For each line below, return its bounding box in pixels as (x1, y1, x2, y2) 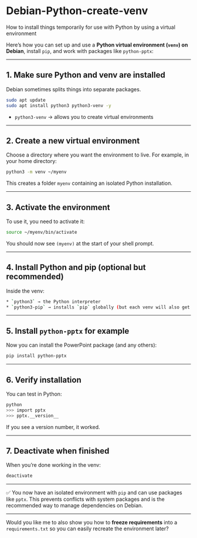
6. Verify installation (6, 375, 81, 385)
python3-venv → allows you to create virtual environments (14, 113, 154, 120)
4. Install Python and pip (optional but (6, 263, 146, 273)
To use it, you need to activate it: (6, 218, 85, 225)
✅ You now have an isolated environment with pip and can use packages (6, 489, 183, 496)
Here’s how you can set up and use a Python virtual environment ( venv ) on (6, 41, 188, 48)
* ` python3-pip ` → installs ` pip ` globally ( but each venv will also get (6, 304, 191, 310)
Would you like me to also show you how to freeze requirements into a (6, 519, 178, 526)
